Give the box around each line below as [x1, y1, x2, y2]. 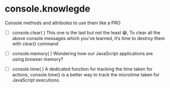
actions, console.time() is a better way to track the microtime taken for [12, 72, 160, 78]
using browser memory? [12, 56, 64, 62]
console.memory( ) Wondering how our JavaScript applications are [12, 51, 153, 56]
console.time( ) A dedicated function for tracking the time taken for [12, 66, 153, 72]
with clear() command [12, 41, 59, 47]
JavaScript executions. [12, 77, 61, 83]
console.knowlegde [5, 3, 91, 15]
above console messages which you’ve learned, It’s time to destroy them [12, 35, 165, 41]
